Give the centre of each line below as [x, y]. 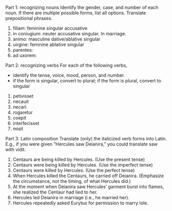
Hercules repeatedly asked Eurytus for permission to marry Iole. [81, 203]
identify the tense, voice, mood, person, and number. [69, 75]
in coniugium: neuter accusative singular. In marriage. [70, 34]
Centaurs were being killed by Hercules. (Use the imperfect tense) [83, 165]
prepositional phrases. [29, 18]
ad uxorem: [25, 55]
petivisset [23, 96]
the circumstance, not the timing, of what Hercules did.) [72, 181]
